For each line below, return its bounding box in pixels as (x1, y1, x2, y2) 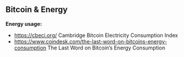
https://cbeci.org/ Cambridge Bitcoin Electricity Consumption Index (14, 32, 178, 39)
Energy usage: (5, 20, 43, 27)
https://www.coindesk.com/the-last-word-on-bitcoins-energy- (14, 38, 167, 45)
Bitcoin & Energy (5, 5, 68, 15)
